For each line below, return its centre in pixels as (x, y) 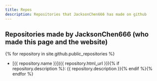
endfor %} (23, 74)
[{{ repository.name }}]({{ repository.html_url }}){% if (66, 63)
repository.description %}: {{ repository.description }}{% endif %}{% (82, 69)
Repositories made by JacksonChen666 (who (77, 34)
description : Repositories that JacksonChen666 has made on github (76, 14)
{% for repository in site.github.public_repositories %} (60, 54)
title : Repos (19, 10)
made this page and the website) (56, 42)
